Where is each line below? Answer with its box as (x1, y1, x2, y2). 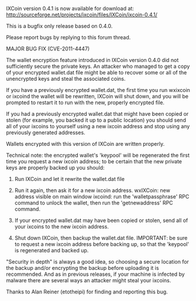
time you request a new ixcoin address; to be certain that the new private (6, 158, 183, 165)
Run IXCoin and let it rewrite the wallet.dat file (14, 176, 125, 182)
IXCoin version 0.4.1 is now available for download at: (6, 5, 135, 12)
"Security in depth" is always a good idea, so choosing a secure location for (6, 258, 189, 265)
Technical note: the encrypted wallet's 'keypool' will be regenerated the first (6, 152, 190, 159)
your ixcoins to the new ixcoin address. (14, 223, 109, 230)
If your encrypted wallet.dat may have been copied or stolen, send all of (14, 217, 188, 224)
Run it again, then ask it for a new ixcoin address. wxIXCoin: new (14, 187, 171, 194)
